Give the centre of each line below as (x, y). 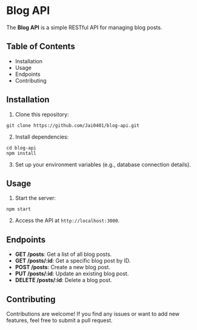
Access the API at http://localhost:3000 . (67, 221)
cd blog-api (21, 148)
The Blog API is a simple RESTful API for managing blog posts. (84, 27)
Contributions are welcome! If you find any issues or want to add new (93, 314)
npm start (19, 209)
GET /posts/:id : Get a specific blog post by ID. (73, 261)
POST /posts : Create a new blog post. (63, 267)
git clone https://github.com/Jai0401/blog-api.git (73, 125)
